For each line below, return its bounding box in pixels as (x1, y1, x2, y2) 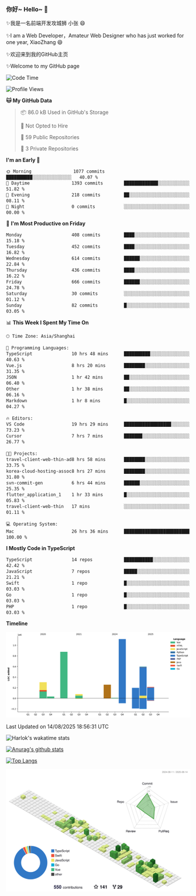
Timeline (6, 620, 28, 627)
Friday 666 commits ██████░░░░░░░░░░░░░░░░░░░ (6, 279, 190, 285)
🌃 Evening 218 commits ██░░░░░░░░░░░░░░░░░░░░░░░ (6, 192, 190, 198)
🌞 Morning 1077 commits (6, 169, 105, 174)
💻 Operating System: (6, 521, 59, 527)
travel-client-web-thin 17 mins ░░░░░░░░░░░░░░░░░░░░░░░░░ (6, 504, 190, 510)
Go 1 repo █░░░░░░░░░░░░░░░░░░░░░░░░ (6, 592, 190, 598)
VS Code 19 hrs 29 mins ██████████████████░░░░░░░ (6, 422, 190, 427)
